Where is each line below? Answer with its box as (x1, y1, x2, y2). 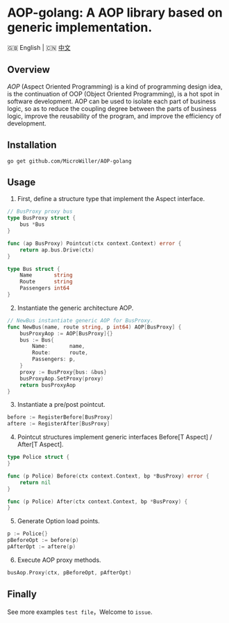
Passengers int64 (19, 285, 70, 292)
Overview (7, 64, 51, 76)
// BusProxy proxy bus (7, 208, 73, 216)
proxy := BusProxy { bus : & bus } (19, 369, 108, 376)
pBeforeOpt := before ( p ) (7, 537, 79, 544)
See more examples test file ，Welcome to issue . (7, 608, 153, 616)
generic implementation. (7, 19, 153, 35)
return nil (19, 479, 51, 486)
